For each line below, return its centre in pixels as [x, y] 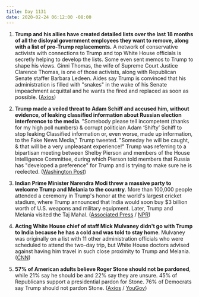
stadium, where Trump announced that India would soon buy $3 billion [101, 202]
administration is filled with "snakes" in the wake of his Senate [91, 84]
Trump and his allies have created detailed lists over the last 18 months [104, 34]
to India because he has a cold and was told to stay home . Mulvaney [100, 232]
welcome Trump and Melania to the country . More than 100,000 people [103, 189]
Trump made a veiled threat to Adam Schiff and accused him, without [102, 108]
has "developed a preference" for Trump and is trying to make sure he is [103, 165]
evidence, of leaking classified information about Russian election [98, 115]
